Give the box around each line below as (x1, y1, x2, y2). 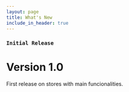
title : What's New (6, 14, 52, 20)
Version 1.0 (6, 61, 64, 74)
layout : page (6, 8, 39, 15)
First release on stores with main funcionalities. (6, 81, 124, 88)
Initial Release (6, 40, 54, 47)
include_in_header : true (6, 20, 69, 26)
